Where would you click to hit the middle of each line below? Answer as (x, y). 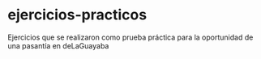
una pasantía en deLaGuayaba (58, 45)
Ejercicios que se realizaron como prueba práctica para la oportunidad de (130, 37)
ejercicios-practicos (77, 15)
